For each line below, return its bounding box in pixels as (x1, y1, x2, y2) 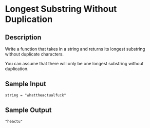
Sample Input (5, 80, 46, 88)
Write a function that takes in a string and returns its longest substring (5, 46, 145, 52)
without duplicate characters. (5, 51, 64, 57)
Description (5, 33, 41, 41)
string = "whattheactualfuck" (5, 92, 67, 98)
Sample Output (5, 106, 52, 114)
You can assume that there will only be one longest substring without (5, 61, 144, 66)
